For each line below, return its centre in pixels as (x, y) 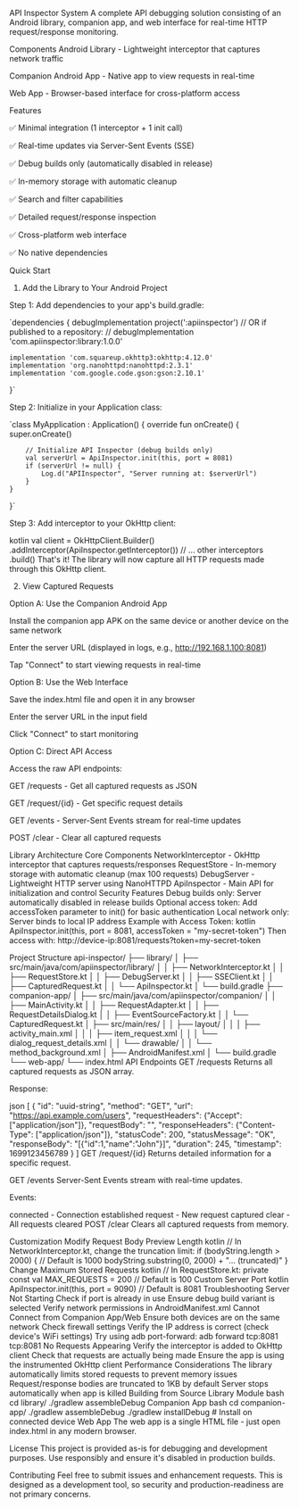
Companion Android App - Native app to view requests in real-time (132, 76)
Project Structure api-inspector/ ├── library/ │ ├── (104, 957)
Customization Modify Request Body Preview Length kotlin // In (125, 1241)
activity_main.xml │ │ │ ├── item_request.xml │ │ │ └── (113, 1033)
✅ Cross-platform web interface (68, 235)
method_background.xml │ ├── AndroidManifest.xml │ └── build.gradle (143, 1052)
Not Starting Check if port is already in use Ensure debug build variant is (142, 1298)
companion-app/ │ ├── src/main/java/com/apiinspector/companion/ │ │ (143, 995)
